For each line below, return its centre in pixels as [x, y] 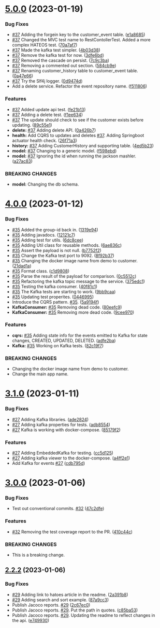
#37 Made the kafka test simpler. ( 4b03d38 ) [56, 50]
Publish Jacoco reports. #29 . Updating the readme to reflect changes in [84, 615]
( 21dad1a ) [22, 266]
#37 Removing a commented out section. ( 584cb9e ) [64, 66]
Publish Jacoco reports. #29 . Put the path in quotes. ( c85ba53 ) [75, 610]
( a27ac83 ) [22, 161]
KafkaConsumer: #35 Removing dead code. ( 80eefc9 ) [67, 307]
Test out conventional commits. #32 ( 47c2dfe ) [58, 509]
